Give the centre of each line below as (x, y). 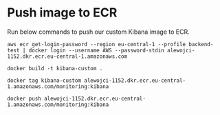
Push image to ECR (62, 13)
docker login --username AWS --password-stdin (97, 50)
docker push (24, 98)
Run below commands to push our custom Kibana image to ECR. (99, 32)
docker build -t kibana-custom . (55, 68)
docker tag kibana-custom (44, 81)
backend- (201, 44)
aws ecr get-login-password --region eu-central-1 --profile (97, 44)
